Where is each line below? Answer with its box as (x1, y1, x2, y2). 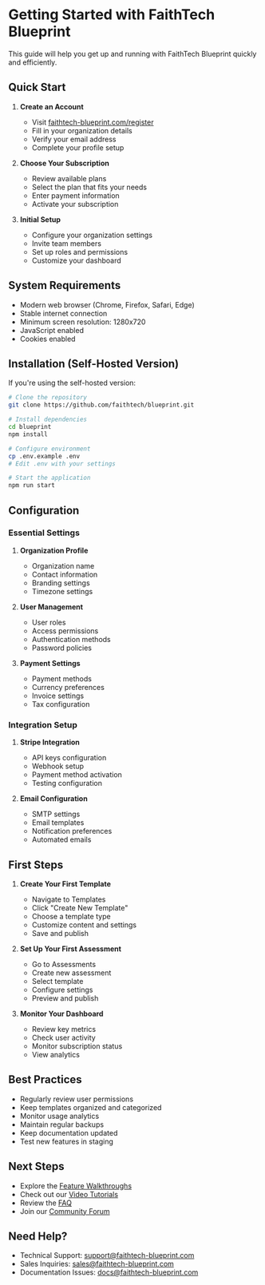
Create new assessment (31, 968, 112, 978)
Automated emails (31, 835, 92, 844)
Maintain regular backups (19, 1120, 105, 1129)
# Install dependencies (8, 415, 88, 424)
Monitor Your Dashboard (19, 1009, 104, 1018)
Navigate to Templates (31, 894, 106, 904)
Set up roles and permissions (31, 247, 129, 256)
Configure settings (31, 985, 93, 994)
